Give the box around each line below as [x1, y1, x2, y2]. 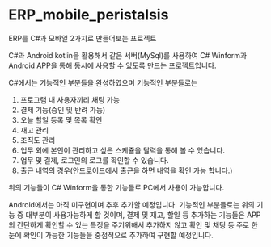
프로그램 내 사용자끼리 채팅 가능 [19, 94, 120, 104]
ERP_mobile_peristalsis [8, 6, 169, 24]
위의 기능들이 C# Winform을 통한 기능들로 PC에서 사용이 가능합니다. [8, 182, 225, 192]
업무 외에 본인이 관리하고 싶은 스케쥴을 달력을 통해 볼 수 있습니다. [19, 145, 225, 155]
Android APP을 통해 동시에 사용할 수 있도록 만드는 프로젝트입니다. [8, 61, 217, 70]
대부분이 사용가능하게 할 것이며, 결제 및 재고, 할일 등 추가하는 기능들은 [25, 210, 245, 220]
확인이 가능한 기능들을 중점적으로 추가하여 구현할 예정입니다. [23, 230, 214, 240]
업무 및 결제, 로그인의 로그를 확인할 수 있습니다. [19, 155, 170, 165]
